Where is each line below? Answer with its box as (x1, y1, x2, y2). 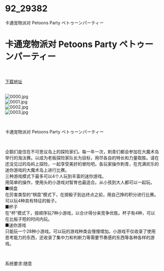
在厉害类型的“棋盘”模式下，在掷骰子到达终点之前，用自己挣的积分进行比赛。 (5, 192, 159, 197)
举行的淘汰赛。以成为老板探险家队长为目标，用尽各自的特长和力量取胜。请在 (5, 155, 159, 161)
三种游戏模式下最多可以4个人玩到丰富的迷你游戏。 (5, 173, 106, 179)
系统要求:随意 (5, 260, 33, 266)
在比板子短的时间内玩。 (5, 216, 52, 222)
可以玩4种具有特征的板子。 (5, 197, 60, 203)
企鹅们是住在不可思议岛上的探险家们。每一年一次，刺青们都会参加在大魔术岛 (5, 148, 159, 154)
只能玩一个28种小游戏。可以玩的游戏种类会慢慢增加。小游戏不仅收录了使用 (5, 228, 156, 234)
